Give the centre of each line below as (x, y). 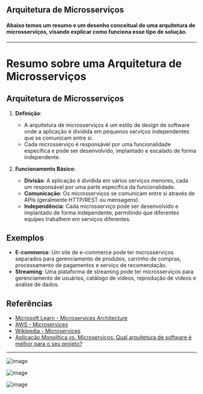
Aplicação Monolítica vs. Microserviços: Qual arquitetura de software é (103, 337)
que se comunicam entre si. (59, 138)
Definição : (28, 113)
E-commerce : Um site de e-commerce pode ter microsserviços (94, 253)
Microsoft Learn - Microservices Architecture (71, 318)
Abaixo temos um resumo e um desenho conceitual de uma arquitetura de (101, 25)
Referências (30, 304)
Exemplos (25, 238)
